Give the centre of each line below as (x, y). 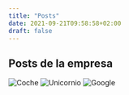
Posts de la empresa (61, 63)
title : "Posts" (34, 16)
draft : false (30, 31)
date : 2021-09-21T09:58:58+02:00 (65, 23)
